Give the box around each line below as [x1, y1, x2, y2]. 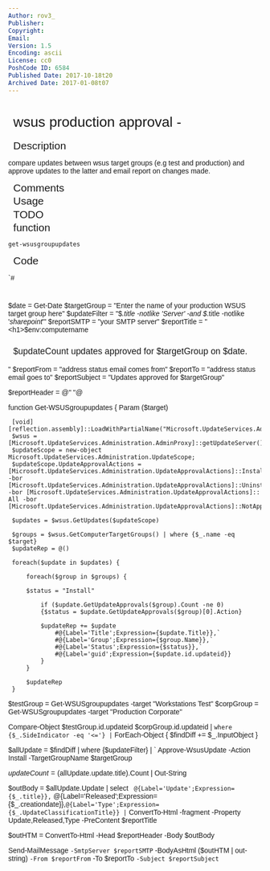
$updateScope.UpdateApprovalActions [11, 460, 135, 468]
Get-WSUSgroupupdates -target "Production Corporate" [8, 707, 183, 717]
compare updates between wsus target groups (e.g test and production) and [8, 158, 245, 167]
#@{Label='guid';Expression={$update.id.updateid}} [55, 650, 231, 658]
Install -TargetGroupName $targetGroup [8, 754, 133, 763]
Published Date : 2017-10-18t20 [8, 72, 113, 80]
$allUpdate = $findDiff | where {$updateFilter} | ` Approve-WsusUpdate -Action [8, 746, 252, 754]
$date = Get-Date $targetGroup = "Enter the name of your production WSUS [8, 301, 246, 310]
